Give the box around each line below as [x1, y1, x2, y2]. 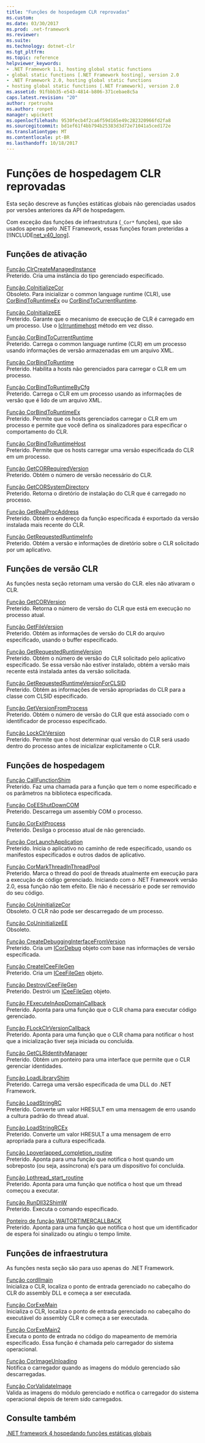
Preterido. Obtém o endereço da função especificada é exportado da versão [6, 515, 199, 522]
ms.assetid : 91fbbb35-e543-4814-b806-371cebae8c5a [6, 89, 138, 95]
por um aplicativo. [6, 546, 52, 553]
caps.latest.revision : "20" [6, 94, 78, 101]
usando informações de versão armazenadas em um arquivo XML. [6, 346, 174, 354]
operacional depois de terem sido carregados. [6, 1395, 123, 1403]
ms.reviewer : [6, 32, 40, 38]
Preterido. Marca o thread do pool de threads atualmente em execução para [6, 870, 198, 877]
